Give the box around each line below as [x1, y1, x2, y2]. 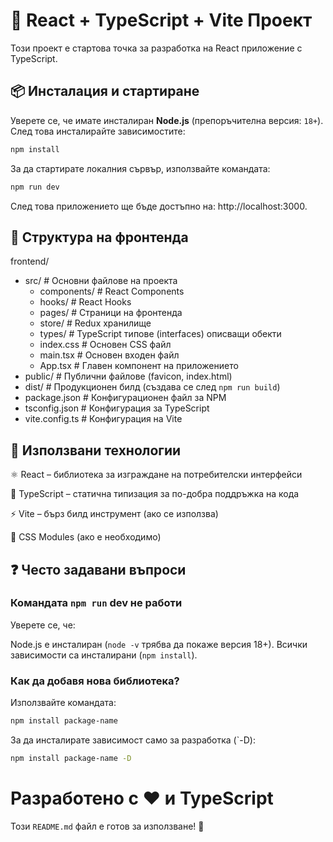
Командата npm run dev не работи [10, 596, 183, 610]
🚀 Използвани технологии [10, 442, 182, 459]
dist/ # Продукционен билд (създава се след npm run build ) [24, 381, 281, 393]
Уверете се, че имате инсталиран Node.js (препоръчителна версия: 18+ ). [10, 114, 324, 126]
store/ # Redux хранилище [39, 317, 152, 329]
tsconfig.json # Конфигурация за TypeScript [24, 402, 210, 414]
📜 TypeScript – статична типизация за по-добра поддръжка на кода [10, 488, 300, 500]
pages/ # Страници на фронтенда [39, 307, 183, 319]
